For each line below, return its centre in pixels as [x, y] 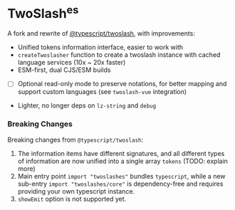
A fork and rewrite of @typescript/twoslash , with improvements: [101, 33]
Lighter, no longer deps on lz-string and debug [87, 105]
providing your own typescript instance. [76, 191]
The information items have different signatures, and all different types [121, 153]
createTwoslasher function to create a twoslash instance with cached [119, 55]
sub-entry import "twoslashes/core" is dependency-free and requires [120, 184]
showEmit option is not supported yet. [72, 199]
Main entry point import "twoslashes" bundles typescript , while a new [121, 176]
